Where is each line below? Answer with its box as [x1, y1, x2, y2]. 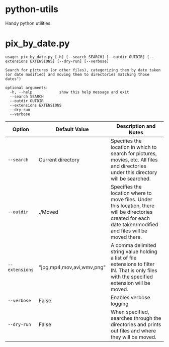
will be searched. [110, 175, 151, 182]
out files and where [110, 327, 156, 334]
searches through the [110, 314, 161, 321]
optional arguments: [5, 85, 49, 90]
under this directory [110, 168, 157, 176]
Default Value [55, 126, 89, 133]
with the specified [110, 273, 153, 280]
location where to [110, 190, 152, 197]
